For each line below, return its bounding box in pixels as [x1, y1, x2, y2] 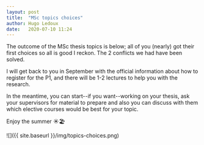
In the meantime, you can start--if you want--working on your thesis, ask [6, 92, 190, 100]
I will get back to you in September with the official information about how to [6, 68, 199, 75]
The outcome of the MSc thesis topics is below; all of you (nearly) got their [6, 43, 195, 50]
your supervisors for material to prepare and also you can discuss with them [6, 99, 199, 106]
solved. [6, 56, 25, 63]
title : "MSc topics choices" [6, 15, 84, 21]
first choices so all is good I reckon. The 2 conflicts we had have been [6, 50, 183, 57]
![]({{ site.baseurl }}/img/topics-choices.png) [6, 132, 119, 139]
